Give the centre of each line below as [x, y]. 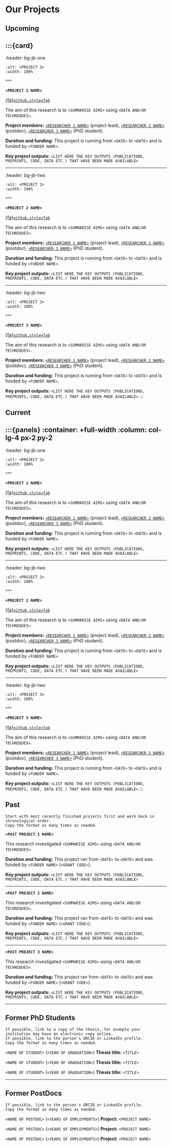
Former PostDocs [34, 1093]
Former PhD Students [40, 1018]
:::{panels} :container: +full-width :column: [76, 430]
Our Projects [33, 9]
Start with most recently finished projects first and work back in [80, 817]
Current [18, 412]
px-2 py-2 [36, 438]
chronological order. [28, 821]
